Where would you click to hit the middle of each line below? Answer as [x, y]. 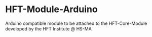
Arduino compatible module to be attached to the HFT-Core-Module [76, 23]
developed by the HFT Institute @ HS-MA [49, 28]
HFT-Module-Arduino [51, 9]
